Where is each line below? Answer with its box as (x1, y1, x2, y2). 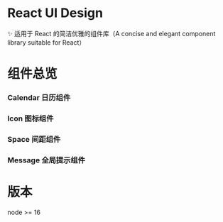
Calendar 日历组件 (7, 93, 71, 103)
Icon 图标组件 (7, 113, 54, 123)
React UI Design (7, 5, 103, 21)
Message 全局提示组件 (7, 155, 85, 165)
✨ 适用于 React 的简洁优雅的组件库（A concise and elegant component (7, 29, 216, 38)
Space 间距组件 (7, 134, 61, 144)
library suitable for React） (7, 38, 86, 47)
